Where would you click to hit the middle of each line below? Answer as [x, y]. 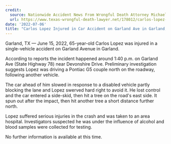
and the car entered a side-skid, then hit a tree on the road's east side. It [81, 96]
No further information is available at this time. [54, 137]
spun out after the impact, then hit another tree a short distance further [80, 101]
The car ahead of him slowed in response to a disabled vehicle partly [78, 85]
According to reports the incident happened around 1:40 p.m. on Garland [82, 59]
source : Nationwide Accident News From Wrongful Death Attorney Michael [89, 15]
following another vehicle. [32, 75]
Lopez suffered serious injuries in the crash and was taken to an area [78, 116]
